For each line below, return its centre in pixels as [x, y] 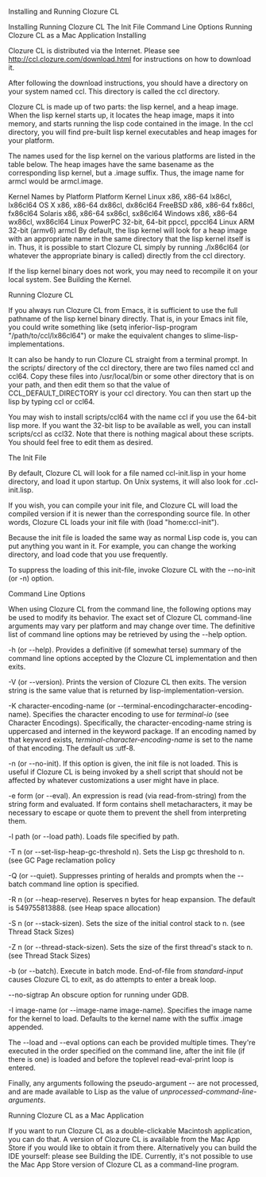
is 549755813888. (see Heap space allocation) [85, 908]
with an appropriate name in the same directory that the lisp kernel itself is [130, 239]
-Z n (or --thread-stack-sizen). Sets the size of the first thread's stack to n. [131, 947]
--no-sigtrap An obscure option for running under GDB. [98, 995]
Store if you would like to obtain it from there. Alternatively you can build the [133, 1148]
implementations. [37, 344]
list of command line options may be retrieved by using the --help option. [128, 634]
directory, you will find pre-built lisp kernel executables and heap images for [133, 132]
